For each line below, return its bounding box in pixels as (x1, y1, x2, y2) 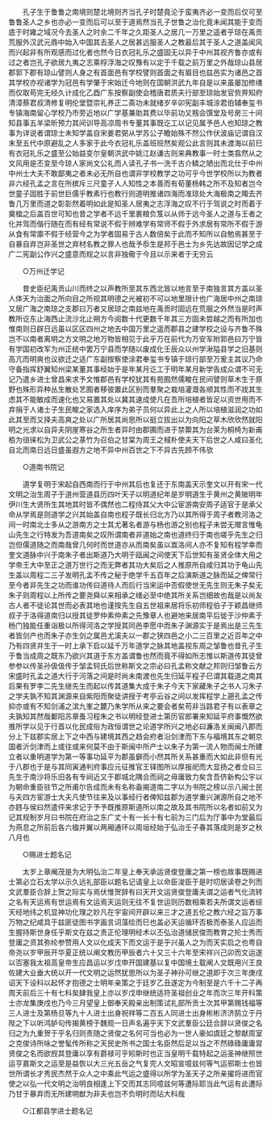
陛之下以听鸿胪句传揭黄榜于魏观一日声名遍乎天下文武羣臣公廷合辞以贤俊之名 (8, 1018, 263, 1028)
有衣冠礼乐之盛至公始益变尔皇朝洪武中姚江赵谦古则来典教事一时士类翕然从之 (8, 149, 263, 157)
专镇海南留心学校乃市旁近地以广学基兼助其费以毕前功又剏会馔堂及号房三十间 (8, 108, 263, 117)
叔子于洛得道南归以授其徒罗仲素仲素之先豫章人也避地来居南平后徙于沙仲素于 (8, 610, 263, 620)
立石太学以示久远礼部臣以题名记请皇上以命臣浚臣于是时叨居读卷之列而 (29, 877, 263, 886)
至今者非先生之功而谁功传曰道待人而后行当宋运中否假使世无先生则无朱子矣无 (8, 580, 263, 589)
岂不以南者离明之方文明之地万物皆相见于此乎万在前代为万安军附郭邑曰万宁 (8, 334, 256, 343)
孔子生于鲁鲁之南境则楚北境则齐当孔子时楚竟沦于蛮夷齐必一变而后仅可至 (22, 7, 263, 16)
